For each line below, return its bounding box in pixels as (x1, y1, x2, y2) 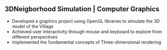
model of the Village (11, 23, 53, 29)
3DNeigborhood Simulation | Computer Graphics (4, 5, 159, 13)
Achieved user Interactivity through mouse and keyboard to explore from (11, 28, 162, 35)
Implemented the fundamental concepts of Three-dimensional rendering (11, 39, 161, 45)
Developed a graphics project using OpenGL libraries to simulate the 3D (11, 18, 160, 24)
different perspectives (11, 34, 58, 40)
